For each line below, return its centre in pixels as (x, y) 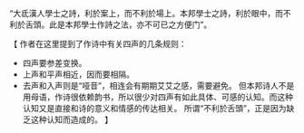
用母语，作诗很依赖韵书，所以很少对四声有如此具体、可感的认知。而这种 (157, 97)
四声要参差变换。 (54, 63)
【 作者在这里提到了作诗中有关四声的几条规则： (98, 44)
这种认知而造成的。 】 (72, 119)
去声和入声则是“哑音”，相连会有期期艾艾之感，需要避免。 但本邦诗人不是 (158, 85)
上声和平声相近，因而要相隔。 (78, 74)
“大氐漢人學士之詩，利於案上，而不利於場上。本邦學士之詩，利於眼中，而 (147, 13)
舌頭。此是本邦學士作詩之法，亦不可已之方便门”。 (118, 24)
